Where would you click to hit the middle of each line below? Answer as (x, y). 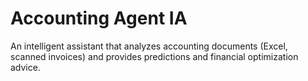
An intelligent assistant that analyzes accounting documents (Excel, (149, 46)
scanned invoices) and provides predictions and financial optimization (154, 56)
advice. (25, 67)
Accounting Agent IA (99, 18)
